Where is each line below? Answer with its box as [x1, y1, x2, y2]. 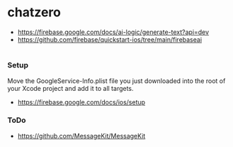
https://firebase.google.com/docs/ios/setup [17, 97, 146, 107]
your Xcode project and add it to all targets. [7, 84, 134, 92]
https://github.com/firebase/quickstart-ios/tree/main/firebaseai [17, 35, 203, 43]
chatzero [7, 4, 62, 21]
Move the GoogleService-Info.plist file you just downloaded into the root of [7, 76, 226, 85]
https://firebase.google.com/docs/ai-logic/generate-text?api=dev [17, 28, 210, 36]
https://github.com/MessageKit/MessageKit [17, 131, 146, 140]
